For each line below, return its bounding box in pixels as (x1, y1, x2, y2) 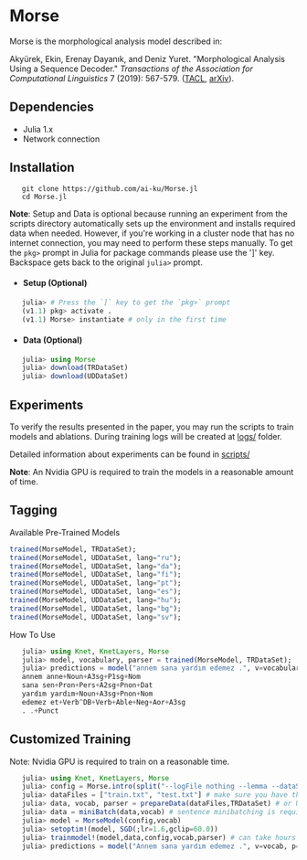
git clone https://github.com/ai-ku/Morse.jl (21, 184, 198, 193)
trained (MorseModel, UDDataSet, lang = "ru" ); (9, 553, 182, 562)
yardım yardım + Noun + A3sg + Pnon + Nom (21, 689, 153, 699)
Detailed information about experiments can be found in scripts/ (9, 449, 250, 460)
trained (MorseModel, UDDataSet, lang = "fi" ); (9, 570, 182, 579)
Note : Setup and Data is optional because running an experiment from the (9, 207, 288, 219)
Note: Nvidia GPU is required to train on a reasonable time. (9, 756, 230, 767)
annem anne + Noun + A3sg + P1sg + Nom (21, 673, 142, 682)
